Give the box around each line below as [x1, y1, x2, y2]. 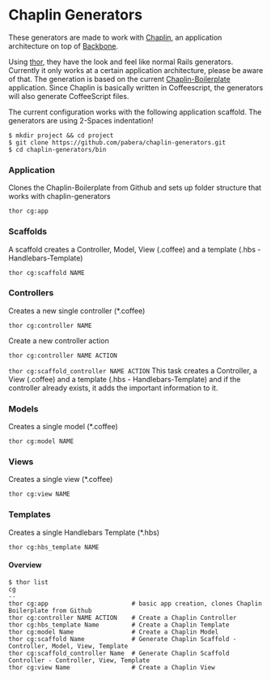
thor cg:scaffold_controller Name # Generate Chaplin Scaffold [8, 649, 230, 657]
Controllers [8, 287, 54, 299]
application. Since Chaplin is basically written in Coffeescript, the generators [8, 83, 264, 93]
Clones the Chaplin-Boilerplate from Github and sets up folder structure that [8, 183, 261, 192]
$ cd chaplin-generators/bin [8, 145, 107, 153]
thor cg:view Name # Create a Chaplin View [8, 663, 216, 671]
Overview [8, 560, 42, 570]
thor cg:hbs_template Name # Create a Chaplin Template [8, 621, 230, 629]
